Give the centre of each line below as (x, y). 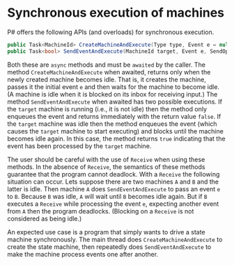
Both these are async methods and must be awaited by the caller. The (106, 65)
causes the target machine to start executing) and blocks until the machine (116, 131)
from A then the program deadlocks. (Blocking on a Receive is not (101, 211)
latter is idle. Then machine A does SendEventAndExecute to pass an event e (114, 188)
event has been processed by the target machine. (79, 146)
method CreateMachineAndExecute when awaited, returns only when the (109, 72)
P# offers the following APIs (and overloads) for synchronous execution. (111, 32)
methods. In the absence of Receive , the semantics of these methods (106, 167)
